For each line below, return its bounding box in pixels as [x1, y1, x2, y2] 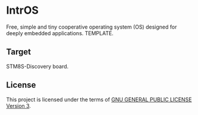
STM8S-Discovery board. [6, 63, 69, 70]
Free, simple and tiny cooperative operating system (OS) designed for [6, 23, 177, 30]
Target [6, 47, 32, 57]
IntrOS [6, 4, 39, 17]
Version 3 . [6, 102, 32, 109]
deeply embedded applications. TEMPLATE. [6, 29, 114, 36]
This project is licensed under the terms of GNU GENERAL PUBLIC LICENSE [6, 96, 192, 103]
